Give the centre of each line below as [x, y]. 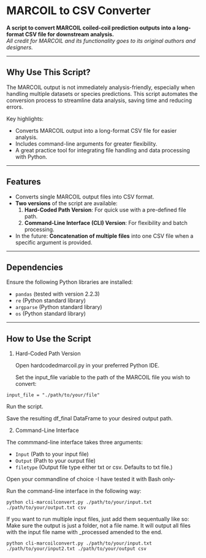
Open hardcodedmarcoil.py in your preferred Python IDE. [87, 366]
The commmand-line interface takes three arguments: [74, 442]
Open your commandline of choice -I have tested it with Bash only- [91, 479]
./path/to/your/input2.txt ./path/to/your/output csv [77, 549]
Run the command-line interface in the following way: [74, 491]
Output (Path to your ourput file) [55, 461]
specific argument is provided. [54, 242]
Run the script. [25, 407]
